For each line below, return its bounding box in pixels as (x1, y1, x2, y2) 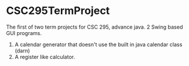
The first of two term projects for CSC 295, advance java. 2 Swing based (6, 23, 183, 30)
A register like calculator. (14, 53, 76, 60)
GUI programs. (6, 29, 42, 36)
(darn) (14, 47, 31, 54)
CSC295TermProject (6, 4, 110, 18)
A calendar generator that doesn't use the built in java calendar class (14, 41, 183, 48)
